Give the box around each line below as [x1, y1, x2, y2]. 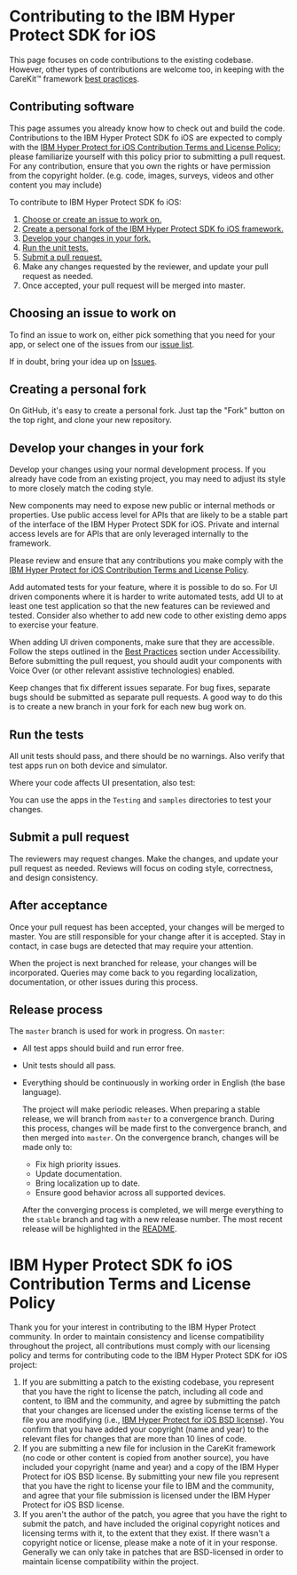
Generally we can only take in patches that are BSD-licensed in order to [21, 1547, 284, 1557]
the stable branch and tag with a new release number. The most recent [21, 1214, 283, 1225]
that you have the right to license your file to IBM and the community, [21, 1481, 275, 1491]
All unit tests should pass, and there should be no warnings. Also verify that [9, 751, 285, 761]
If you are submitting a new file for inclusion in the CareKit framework [21, 1443, 277, 1454]
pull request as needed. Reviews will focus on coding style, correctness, [9, 862, 274, 873]
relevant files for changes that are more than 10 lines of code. [21, 1434, 246, 1444]
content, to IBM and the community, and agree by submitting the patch [21, 1395, 281, 1406]
